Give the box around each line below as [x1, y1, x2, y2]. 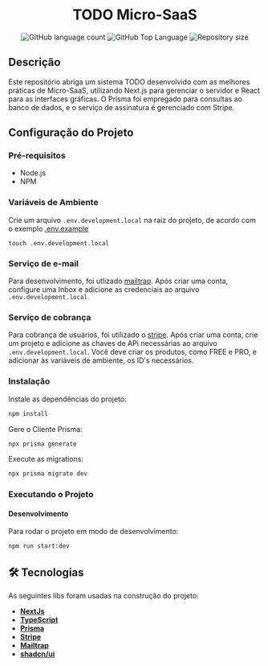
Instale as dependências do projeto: [8, 394, 127, 404]
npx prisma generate [8, 440, 78, 448]
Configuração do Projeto [8, 126, 134, 140]
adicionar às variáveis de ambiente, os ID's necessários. [8, 356, 194, 365]
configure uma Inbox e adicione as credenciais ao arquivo [8, 285, 200, 294]
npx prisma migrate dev [8, 470, 88, 478]
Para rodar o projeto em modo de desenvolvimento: [8, 527, 179, 536]
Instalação [8, 376, 51, 387]
